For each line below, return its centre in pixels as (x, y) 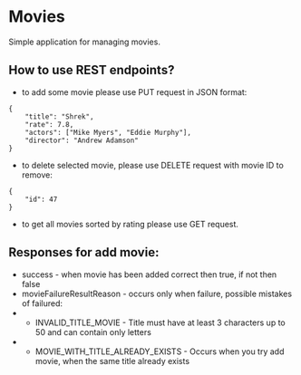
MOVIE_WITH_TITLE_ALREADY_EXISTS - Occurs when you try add (160, 351)
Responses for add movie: (84, 252)
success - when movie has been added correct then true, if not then (149, 274)
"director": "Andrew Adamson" (82, 140)
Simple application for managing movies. (84, 42)
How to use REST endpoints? (92, 70)
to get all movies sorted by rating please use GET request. (130, 224)
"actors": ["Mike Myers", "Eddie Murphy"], (108, 132)
